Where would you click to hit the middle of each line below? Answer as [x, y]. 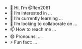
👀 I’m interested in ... [31, 13]
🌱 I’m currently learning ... [36, 18]
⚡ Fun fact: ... [23, 42]
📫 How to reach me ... [33, 29]
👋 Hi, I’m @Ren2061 [30, 8]
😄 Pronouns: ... [26, 36]
